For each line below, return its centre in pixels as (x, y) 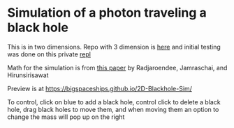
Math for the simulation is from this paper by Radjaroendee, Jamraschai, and (117, 67)
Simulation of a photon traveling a (107, 13)
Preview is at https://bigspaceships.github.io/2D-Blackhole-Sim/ (100, 88)
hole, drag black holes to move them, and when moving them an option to (113, 109)
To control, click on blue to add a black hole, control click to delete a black (114, 102)
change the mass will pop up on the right (66, 117)
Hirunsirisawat (28, 75)
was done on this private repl (49, 54)
